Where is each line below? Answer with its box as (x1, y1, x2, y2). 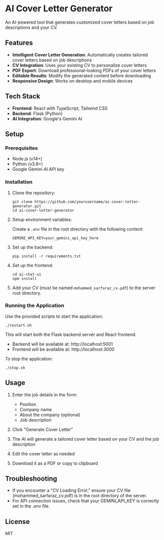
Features (5, 39, 33, 47)
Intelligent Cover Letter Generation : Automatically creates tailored (12, 52, 148, 58)
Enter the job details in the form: (12, 391, 78, 397)
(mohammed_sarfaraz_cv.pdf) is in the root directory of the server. (12, 493, 148, 499)
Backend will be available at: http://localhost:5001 (12, 341, 113, 347)
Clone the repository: (12, 190, 56, 196)
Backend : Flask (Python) (12, 110, 63, 116)
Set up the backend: (12, 244, 54, 250)
